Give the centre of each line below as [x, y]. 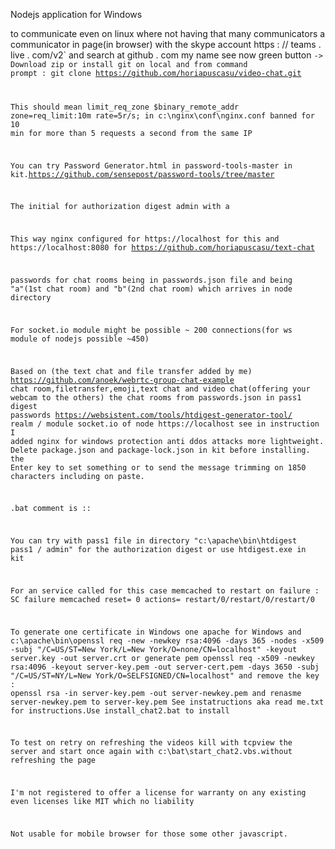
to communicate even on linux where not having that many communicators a [168, 33]
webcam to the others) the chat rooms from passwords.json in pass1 [156, 397]
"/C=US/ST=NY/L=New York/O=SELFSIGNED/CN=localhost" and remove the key [165, 675]
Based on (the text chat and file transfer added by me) [131, 371]
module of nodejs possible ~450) [80, 339]
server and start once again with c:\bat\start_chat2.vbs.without [151, 752]
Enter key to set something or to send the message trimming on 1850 [158, 467]
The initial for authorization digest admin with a [120, 207]
